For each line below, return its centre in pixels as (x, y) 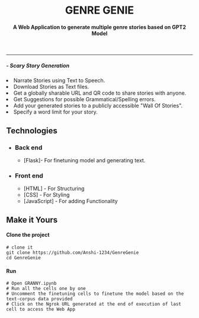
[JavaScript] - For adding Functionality (71, 201)
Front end (29, 175)
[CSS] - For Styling (46, 195)
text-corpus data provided (39, 299)
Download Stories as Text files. (52, 87)
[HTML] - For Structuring (54, 189)
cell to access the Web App (41, 309)
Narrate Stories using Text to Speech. (60, 81)
